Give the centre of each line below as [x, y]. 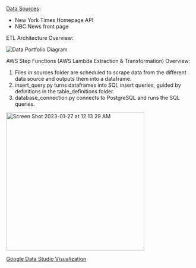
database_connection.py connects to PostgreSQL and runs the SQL [97, 98]
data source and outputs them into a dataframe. [73, 79]
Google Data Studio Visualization [46, 259]
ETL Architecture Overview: [40, 38]
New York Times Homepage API [54, 20]
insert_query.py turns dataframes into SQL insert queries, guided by [98, 85]
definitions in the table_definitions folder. [64, 91]
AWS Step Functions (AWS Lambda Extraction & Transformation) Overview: [98, 61]
